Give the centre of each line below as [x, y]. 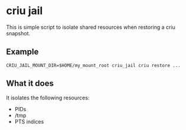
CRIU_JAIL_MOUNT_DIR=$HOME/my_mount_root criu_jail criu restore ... [94, 65]
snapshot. [18, 33]
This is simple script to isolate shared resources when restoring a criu [91, 27]
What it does [30, 84]
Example [22, 52]
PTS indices [29, 121]
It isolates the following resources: [48, 98]
